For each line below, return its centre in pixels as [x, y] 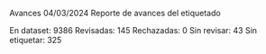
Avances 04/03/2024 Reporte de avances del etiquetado [115, 13]
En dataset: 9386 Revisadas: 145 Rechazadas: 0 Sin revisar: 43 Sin [133, 30]
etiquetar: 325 [36, 40]
